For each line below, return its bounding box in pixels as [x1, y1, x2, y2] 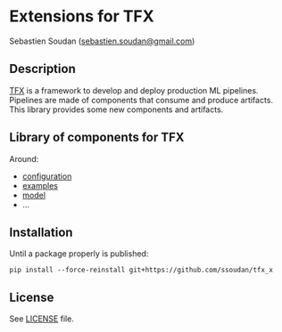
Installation [9, 224, 73, 239]
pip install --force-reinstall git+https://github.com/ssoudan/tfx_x [9, 265, 274, 275]
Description [9, 61, 76, 77]
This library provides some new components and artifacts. [9, 104, 224, 115]
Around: [9, 153, 39, 164]
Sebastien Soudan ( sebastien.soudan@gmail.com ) [9, 36, 195, 46]
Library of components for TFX [9, 130, 185, 145]
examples [21, 180, 58, 190]
